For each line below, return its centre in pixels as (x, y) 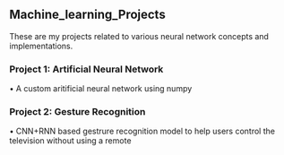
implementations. (41, 46)
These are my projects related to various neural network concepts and (139, 36)
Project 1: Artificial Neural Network (86, 69)
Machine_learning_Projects (87, 15)
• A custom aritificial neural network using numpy (101, 89)
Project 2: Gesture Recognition (77, 112)
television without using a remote (70, 141)
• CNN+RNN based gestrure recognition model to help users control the (142, 131)
